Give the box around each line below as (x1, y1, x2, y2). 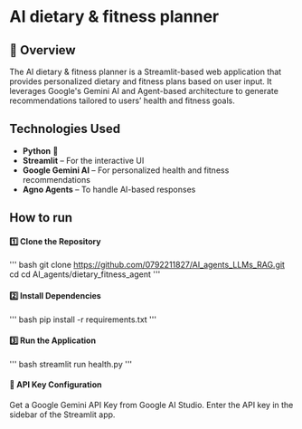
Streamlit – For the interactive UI (22, 155, 145, 166)
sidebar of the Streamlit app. (9, 409, 116, 420)
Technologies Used (9, 121, 120, 137)
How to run (9, 210, 73, 225)
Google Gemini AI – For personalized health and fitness (22, 165, 230, 176)
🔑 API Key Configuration (9, 379, 102, 390)
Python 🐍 (22, 145, 59, 156)
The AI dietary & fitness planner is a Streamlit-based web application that (9, 66, 282, 77)
